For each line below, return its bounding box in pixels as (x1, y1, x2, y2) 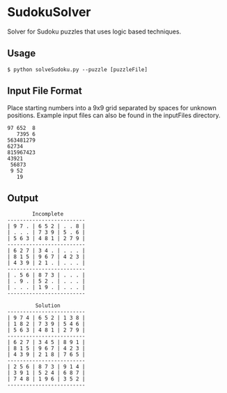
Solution (35, 302, 61, 309)
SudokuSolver (7, 4, 92, 20)
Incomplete (32, 211, 64, 218)
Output (7, 192, 38, 204)
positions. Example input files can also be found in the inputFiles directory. (7, 111, 221, 119)
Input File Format (7, 85, 82, 97)
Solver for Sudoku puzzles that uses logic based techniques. (7, 27, 182, 36)
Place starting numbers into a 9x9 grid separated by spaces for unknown (7, 103, 217, 112)
